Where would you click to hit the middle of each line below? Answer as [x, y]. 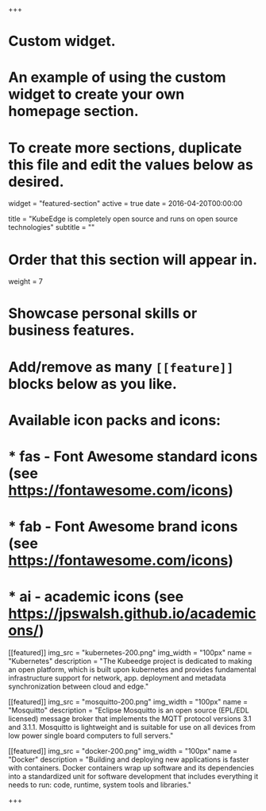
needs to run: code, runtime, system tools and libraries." [100, 785]
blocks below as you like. [93, 384]
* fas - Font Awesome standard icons [133, 456]
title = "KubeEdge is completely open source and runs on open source [123, 219]
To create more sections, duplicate [125, 147]
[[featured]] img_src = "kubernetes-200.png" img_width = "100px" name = [130, 653]
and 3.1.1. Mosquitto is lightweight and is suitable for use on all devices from [132, 728]
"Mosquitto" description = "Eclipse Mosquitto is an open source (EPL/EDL [129, 710]
